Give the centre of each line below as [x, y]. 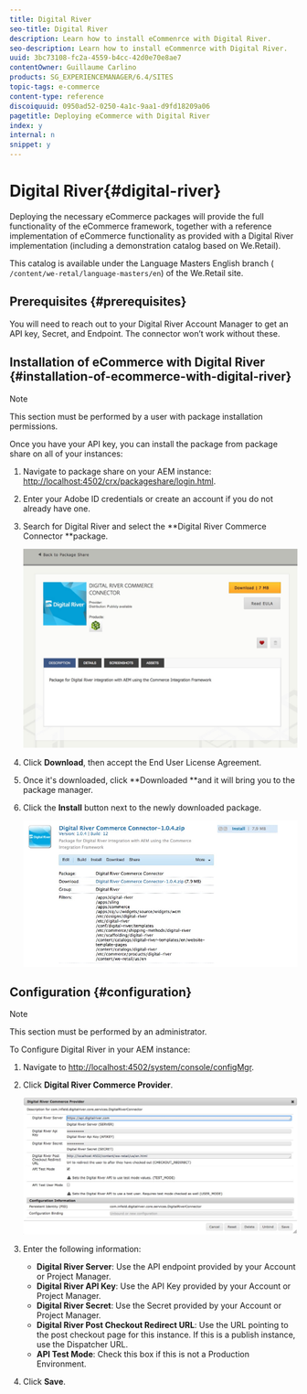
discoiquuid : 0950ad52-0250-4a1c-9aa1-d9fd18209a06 [110, 106]
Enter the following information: [82, 1249]
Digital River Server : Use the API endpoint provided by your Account [166, 1267]
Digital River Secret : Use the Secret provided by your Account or [159, 1306]
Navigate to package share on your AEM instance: [117, 471]
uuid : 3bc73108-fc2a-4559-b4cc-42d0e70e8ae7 [95, 58]
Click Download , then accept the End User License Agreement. [142, 762]
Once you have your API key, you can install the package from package [144, 444]
